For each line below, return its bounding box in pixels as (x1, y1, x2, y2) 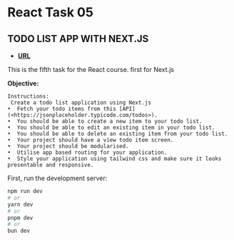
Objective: (7, 79, 39, 88)
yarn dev (7, 201, 34, 208)
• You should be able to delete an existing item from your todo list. (7, 130, 228, 137)
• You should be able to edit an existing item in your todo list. (7, 124, 215, 131)
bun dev (7, 227, 31, 235)
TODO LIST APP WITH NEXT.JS (7, 33, 149, 45)
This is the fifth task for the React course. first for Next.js (7, 66, 175, 73)
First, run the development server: (7, 174, 108, 182)
